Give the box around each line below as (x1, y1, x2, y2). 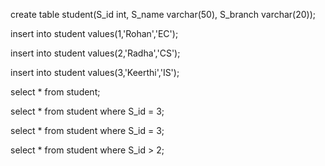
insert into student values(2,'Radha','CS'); (10, 47, 181, 59)
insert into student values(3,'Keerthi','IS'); (10, 67, 180, 78)
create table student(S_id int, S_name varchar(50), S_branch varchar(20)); (10, 9, 317, 20)
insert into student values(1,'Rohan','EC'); (10, 28, 179, 39)
